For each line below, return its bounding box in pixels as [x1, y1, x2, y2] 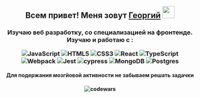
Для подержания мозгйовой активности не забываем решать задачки [6, 72, 194, 79]
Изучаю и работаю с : [66, 36, 134, 44]
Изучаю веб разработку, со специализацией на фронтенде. [7, 28, 193, 36]
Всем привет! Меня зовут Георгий [25, 10, 161, 21]
